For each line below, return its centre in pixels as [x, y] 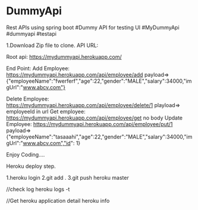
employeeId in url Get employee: [46, 111]
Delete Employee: [28, 99]
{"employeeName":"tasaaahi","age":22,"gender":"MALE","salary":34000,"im [99, 137]
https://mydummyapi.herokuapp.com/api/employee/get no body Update [95, 118]
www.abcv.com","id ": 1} [52, 143]
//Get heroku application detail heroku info [58, 200]
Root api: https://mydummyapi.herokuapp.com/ [64, 57]
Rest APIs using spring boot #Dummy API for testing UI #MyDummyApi [93, 27]
